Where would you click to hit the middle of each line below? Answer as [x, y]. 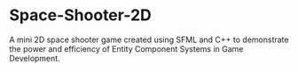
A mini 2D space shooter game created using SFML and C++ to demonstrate [149, 40]
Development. [35, 58]
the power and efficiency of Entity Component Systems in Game [126, 48]
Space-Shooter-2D [81, 15]
